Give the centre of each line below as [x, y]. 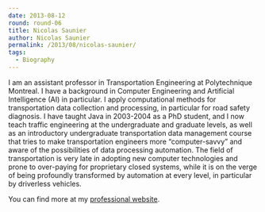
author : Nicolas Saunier [49, 38]
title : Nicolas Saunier [48, 30]
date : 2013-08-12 [37, 15]
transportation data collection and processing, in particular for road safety [129, 107]
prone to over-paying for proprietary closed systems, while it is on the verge [133, 167]
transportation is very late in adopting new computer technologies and [123, 158]
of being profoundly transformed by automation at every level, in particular [130, 175]
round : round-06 [35, 23]
